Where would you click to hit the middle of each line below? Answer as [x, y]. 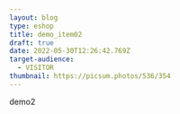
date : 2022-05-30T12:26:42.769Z [70, 51]
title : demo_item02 [46, 34]
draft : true [31, 43]
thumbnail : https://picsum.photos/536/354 [90, 76]
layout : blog [34, 18]
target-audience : [42, 59]
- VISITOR [36, 68]
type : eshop [31, 26]
